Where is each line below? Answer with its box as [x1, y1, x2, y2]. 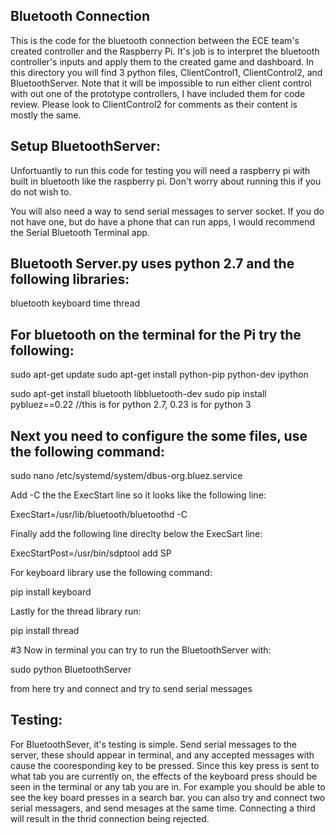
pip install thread [10, 625, 80, 637]
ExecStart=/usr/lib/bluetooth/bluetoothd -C [10, 509, 188, 521]
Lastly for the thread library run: [10, 605, 142, 618]
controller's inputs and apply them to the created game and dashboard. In [10, 55, 315, 68]
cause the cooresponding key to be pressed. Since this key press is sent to [10, 759, 320, 771]
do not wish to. [10, 185, 72, 198]
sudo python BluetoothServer [10, 664, 132, 676]
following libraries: [10, 271, 130, 288]
